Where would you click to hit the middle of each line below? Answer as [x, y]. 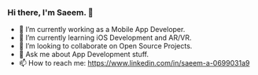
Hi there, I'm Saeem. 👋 [50, 12]
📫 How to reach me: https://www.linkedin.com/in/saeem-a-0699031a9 [134, 63]
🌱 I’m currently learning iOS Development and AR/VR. [105, 37]
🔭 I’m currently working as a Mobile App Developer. [102, 30]
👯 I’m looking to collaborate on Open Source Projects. [105, 46]
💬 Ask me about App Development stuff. [83, 55]
